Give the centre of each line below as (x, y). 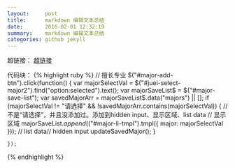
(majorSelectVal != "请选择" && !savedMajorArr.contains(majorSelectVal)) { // (117, 106)
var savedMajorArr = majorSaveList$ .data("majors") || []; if (125, 98)
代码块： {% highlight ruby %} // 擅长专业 (67, 75)
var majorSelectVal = (103, 83)
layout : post (33, 14)
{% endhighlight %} (36, 157)
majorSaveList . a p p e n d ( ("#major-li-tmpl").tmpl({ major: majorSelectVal (122, 123)
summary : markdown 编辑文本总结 (56, 33)
